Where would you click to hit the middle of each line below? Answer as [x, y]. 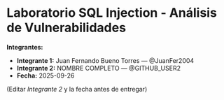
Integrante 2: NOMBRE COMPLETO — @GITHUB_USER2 [99, 68]
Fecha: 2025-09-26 [45, 76]
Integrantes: [25, 47]
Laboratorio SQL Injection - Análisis [112, 13]
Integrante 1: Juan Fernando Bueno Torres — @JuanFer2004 [105, 60]
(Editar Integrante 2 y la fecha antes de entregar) [77, 89]
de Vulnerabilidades [66, 28]
